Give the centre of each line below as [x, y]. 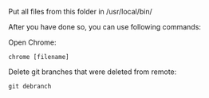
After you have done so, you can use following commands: [105, 27]
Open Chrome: [33, 42]
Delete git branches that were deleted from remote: [93, 72]
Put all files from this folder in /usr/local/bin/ [81, 12]
